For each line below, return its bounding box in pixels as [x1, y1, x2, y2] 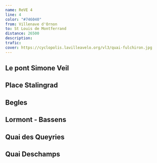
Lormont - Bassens [5, 115, 67, 124]
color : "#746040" [5, 17, 42, 22]
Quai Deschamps [5, 150, 61, 158]
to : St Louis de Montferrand [5, 26, 67, 31]
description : [5, 36, 33, 41]
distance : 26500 [5, 31, 39, 36]
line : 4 [5, 12, 22, 17]
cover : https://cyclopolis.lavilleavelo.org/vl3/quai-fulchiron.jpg [5, 45, 152, 50]
